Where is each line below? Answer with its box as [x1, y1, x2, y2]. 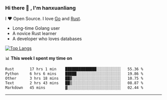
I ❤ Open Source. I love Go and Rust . [5, 16, 82, 22]
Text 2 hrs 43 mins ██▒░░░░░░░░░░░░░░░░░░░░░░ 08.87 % [5, 80, 143, 86]
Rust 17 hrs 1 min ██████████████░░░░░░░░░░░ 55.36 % [5, 67, 143, 72]
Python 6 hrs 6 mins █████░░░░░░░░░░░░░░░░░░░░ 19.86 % [5, 71, 143, 76]
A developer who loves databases [12, 36, 82, 42]
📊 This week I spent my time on [5, 55, 73, 61]
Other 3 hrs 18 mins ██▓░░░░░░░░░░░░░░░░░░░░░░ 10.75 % [5, 76, 143, 81]
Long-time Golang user [12, 25, 60, 31]
